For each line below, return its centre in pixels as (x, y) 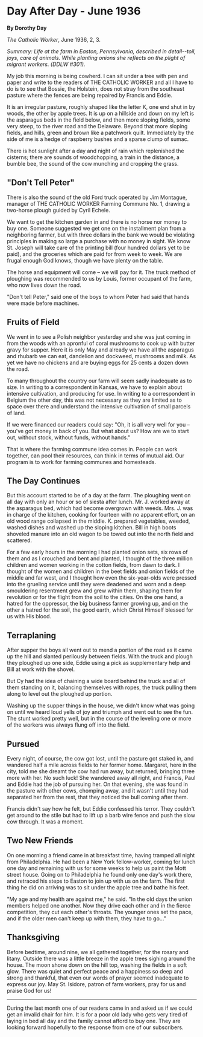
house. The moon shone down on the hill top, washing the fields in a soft (97, 965)
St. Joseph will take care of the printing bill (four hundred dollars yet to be (98, 247)
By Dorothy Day (27, 28)
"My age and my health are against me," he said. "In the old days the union (99, 899)
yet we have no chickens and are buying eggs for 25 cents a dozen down (98, 362)
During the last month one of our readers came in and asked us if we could (100, 1008)
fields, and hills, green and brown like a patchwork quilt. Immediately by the (101, 132)
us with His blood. (29, 617)
